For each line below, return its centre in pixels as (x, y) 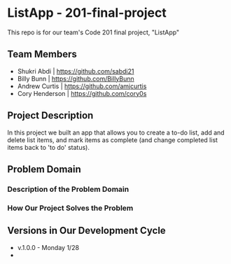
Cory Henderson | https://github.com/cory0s (82, 93)
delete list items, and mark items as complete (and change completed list (113, 140)
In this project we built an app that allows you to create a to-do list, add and (116, 132)
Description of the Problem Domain (68, 189)
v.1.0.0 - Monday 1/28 (48, 247)
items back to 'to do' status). (48, 147)
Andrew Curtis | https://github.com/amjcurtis (82, 86)
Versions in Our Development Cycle (86, 231)
